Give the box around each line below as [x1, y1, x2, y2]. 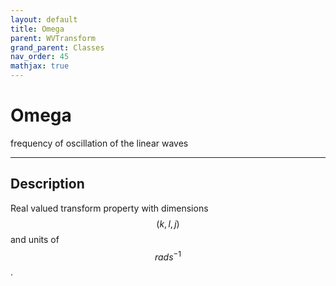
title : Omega [10, 24, 65, 34]
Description [10, 176, 85, 193]
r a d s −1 [154, 249, 182, 263]
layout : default [10, 14, 78, 25]
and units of [10, 233, 60, 245]
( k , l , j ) [156, 217, 180, 230]
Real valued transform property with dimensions [10, 202, 209, 214]
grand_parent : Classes [10, 42, 105, 53]
